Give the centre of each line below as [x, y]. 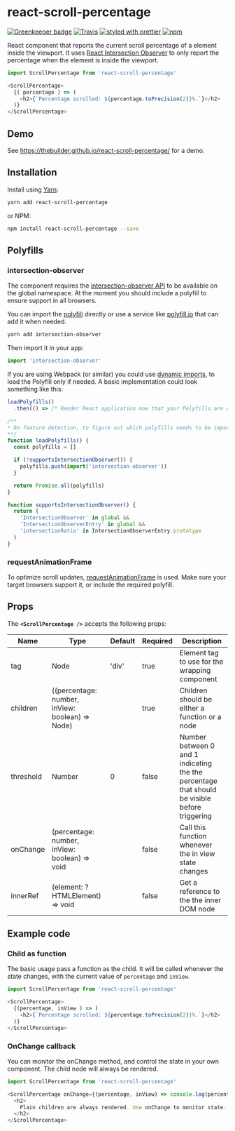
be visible [195, 798]
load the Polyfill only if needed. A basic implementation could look [102, 382]
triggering [195, 816]
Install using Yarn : [33, 189]
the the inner [200, 900]
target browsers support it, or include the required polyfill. [91, 584]
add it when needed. [37, 322]
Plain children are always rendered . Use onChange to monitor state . [123, 1107]
